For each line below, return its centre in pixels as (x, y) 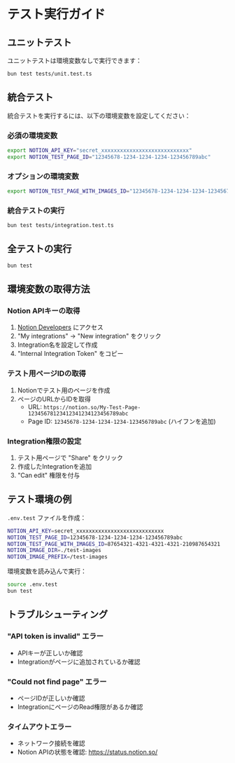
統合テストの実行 (36, 210)
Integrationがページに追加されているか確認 (79, 661)
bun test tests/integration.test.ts (60, 226)
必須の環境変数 (33, 135)
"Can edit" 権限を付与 (49, 475)
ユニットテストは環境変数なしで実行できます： (74, 61)
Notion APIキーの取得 (44, 311)
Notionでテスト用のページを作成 (64, 390)
